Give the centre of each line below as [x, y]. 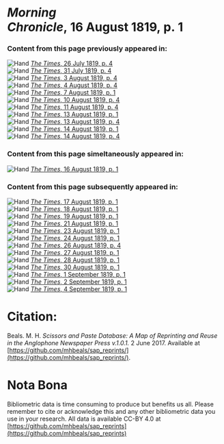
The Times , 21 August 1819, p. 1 [74, 223]
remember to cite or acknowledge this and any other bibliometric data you [111, 411]
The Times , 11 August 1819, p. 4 [74, 107]
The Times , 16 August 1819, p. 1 [74, 169]
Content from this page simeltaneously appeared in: [96, 154]
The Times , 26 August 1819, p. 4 [76, 245]
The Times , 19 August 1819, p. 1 [74, 217]
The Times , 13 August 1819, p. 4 [75, 122]
